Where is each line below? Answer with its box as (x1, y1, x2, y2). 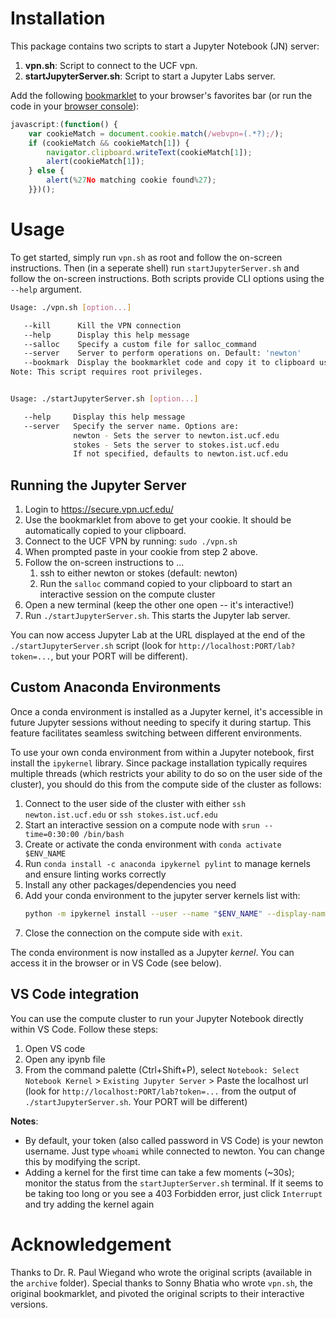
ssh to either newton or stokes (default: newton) (39, 567, 238, 579)
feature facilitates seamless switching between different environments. (10, 727, 303, 739)
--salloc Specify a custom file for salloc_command (23, 339, 257, 349)
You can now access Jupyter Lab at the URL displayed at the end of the (10, 629, 306, 641)
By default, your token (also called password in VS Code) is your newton (24, 1134, 324, 1146)
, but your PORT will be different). (50, 650, 188, 662)
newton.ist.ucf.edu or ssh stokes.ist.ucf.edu (24, 808, 218, 820)
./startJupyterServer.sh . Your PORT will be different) (24, 1095, 248, 1107)
